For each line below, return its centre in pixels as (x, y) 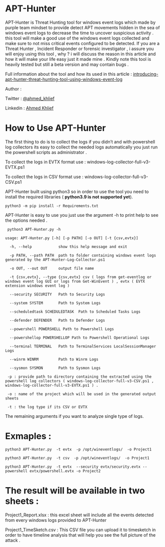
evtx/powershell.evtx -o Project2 (65, 471)
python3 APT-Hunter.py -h (34, 229)
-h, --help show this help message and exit (68, 247)
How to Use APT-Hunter (55, 128)
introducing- (146, 74)
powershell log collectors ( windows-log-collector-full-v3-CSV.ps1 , (80, 381)
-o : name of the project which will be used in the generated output (82, 394)
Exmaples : (28, 436)
